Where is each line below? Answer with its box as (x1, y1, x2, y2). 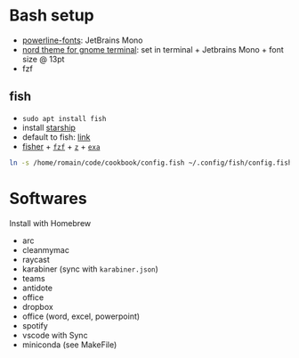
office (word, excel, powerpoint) (21, 311, 141, 321)
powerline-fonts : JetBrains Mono (21, 35, 143, 45)
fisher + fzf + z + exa (21, 141, 101, 151)
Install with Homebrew (9, 217, 92, 228)
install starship (21, 122, 76, 133)
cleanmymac (21, 244, 69, 255)
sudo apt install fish (21, 114, 107, 123)
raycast (21, 254, 51, 264)
